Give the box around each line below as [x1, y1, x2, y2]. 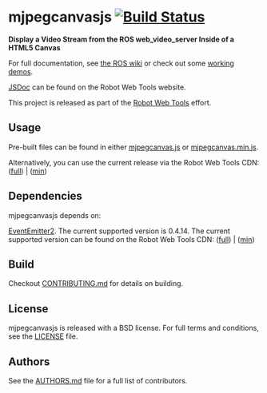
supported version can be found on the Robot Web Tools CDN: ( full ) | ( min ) [8, 234, 255, 244]
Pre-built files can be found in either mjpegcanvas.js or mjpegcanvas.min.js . [8, 142, 259, 152]
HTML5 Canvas [8, 42, 61, 52]
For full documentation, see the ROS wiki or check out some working [8, 58, 234, 68]
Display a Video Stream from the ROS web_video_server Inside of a [8, 34, 234, 44]
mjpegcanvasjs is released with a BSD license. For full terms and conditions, [8, 324, 260, 333]
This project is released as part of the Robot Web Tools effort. [8, 97, 212, 107]
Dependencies [8, 189, 82, 203]
